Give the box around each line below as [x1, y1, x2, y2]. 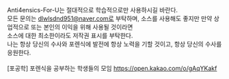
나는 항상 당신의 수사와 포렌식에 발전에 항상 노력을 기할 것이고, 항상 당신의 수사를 [7, 40, 222, 48]
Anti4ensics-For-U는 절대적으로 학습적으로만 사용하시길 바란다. [7, 6, 178, 14]
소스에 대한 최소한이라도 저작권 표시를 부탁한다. [7, 31, 133, 39]
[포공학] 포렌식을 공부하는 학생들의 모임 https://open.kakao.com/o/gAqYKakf [7, 64, 217, 72]
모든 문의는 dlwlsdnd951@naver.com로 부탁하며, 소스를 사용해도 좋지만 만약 [7, 14, 213, 22]
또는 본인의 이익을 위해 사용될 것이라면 [30, 23, 133, 31]
